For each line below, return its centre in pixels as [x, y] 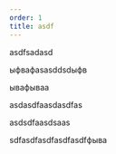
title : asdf [32, 26]
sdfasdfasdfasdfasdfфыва [58, 140]
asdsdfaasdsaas [40, 122]
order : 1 [26, 18]
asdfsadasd [31, 52]
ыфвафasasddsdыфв [48, 70]
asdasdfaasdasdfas [46, 104]
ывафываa [29, 87]
